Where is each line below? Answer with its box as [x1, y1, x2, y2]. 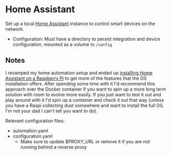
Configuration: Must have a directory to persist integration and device [12, 36, 160, 42]
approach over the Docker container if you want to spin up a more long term [5, 86, 166, 92]
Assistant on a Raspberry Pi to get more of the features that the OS [5, 75, 147, 81]
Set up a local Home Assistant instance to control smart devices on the [5, 20, 156, 27]
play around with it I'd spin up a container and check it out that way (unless [5, 97, 164, 103]
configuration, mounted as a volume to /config [12, 41, 112, 47]
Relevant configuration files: [5, 118, 65, 124]
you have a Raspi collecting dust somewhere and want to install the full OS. [5, 102, 164, 108]
